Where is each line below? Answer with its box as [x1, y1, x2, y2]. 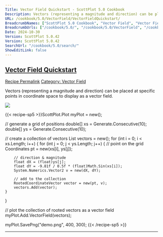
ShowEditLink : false [5, 48, 47, 52]
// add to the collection [14, 177, 66, 182]
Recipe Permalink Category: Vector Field [5, 79, 86, 85]
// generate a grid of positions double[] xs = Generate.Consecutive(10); [5, 121, 147, 127]
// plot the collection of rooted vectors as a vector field [5, 207, 114, 213]
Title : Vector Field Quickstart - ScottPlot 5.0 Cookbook [5, 7, 125, 12]
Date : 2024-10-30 [5, 30, 40, 34]
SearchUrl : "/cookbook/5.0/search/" [5, 43, 79, 48]
